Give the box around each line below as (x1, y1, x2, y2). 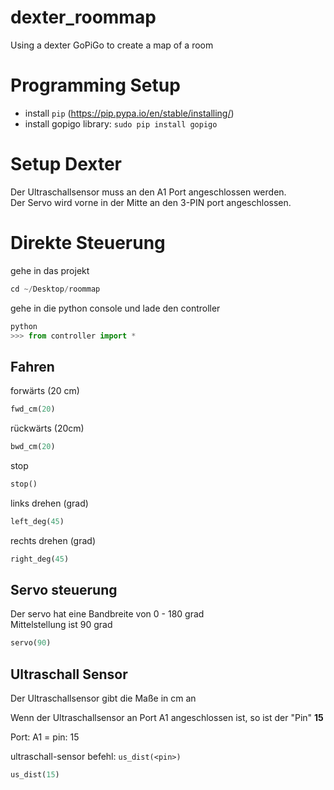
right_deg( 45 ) (10, 554, 70, 564)
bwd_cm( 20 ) (10, 442, 56, 452)
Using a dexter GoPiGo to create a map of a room (10, 39, 214, 51)
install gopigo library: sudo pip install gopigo (24, 117, 218, 130)
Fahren (10, 358, 55, 375)
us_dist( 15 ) (10, 770, 60, 780)
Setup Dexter (10, 153, 123, 176)
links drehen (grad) (10, 497, 89, 509)
